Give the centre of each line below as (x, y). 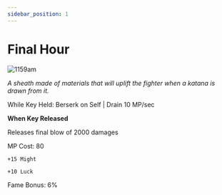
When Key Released (38, 118)
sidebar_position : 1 (38, 14)
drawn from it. (28, 91)
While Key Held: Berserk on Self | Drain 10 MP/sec (81, 104)
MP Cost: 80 (26, 146)
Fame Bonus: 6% (33, 185)
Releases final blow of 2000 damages (63, 132)
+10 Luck (20, 171)
